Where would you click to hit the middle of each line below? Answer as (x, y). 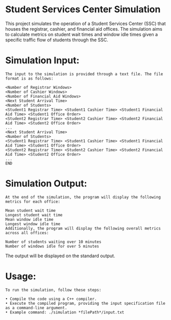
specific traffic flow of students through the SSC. (57, 40)
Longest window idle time (33, 224)
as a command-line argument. (36, 308)
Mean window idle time (29, 219)
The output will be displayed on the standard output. (60, 256)
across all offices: (27, 233)
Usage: (21, 276)
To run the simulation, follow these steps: (53, 290)
